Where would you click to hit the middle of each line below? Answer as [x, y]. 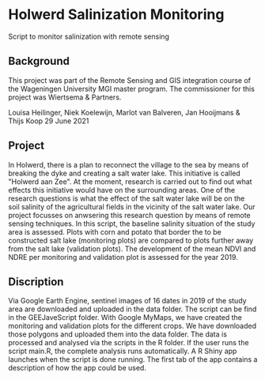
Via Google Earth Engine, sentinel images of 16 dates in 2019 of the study [127, 301]
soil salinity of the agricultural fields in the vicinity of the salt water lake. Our [132, 206]
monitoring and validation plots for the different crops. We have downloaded [132, 326]
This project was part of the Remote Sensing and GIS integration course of [130, 80]
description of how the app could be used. [77, 368]
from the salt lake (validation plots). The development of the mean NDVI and [132, 248]
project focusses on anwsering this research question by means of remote [129, 215]
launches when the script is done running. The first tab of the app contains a [133, 359]
